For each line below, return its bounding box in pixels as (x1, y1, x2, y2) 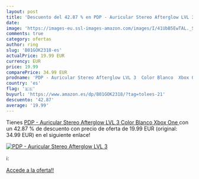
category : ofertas (6, 36, 52, 42)
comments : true (6, 31, 44, 37)
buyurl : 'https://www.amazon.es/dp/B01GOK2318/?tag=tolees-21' (6, 91, 166, 97)
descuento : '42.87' (6, 97, 54, 103)
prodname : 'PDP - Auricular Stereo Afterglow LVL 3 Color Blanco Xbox (6, 75, 190, 81)
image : (6, 25, 23, 31)
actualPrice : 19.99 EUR (6, 53, 65, 59)
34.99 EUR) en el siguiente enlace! (6, 131, 91, 138)
